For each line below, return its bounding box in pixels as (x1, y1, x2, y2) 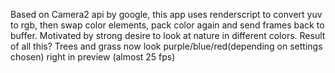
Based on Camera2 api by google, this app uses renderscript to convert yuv (10, 9, 323, 20)
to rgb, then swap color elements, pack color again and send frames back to (10, 19, 325, 31)
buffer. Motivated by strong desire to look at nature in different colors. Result (10, 30, 326, 41)
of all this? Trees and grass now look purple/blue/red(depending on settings (10, 40, 323, 52)
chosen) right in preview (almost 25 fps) (10, 51, 176, 63)
